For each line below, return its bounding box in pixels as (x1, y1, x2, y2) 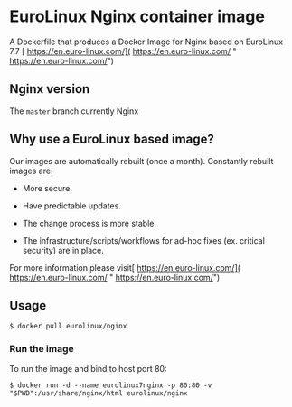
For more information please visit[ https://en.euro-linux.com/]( (9, 262, 241, 273)
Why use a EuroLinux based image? (9, 132, 214, 147)
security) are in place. (22, 245, 104, 255)
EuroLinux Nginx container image (9, 6, 265, 27)
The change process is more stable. (22, 217, 156, 228)
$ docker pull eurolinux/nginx (9, 322, 127, 331)
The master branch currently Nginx (9, 106, 139, 116)
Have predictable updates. (22, 200, 122, 211)
